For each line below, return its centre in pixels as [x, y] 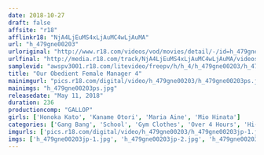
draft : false [29, 23]
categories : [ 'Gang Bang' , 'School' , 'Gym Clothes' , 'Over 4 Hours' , [125, 124]
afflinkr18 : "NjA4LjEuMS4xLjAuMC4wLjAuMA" [79, 37]
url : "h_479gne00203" [44, 45]
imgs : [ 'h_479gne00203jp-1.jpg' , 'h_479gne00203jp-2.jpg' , [107, 139]
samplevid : [26, 67]
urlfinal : [24, 59]
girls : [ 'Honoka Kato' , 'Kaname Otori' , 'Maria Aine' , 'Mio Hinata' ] [125, 117]
